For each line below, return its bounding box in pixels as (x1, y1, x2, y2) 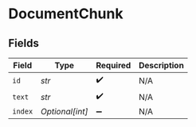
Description (138, 60, 185, 71)
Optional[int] (40, 106, 88, 117)
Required (95, 60, 131, 71)
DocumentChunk (8, 5, 123, 23)
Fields (8, 37, 40, 50)
